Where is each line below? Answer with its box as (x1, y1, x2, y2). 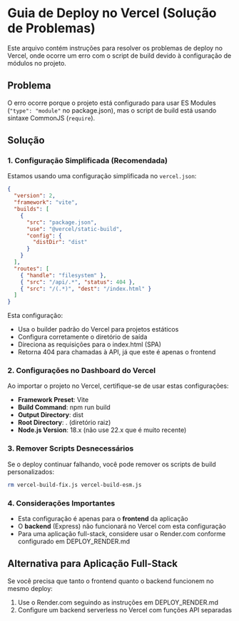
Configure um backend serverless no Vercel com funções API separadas (17, 605, 233, 614)
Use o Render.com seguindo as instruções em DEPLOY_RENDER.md (17, 597, 219, 607)
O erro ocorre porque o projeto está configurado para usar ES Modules (7, 98, 216, 107)
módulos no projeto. (7, 58, 66, 67)
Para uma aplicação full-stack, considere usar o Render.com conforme (17, 529, 226, 538)
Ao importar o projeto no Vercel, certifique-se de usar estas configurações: (7, 381, 229, 390)
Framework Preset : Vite (17, 396, 89, 404)
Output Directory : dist (17, 411, 84, 419)
